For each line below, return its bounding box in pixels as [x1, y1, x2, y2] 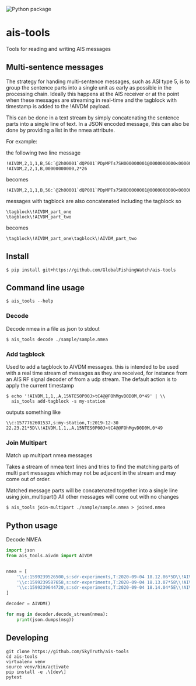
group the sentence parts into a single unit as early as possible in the [6, 84, 172, 91]
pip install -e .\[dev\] [6, 669, 66, 675]
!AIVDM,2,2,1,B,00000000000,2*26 [6, 166, 87, 171]
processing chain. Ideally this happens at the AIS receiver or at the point [6, 90, 180, 97]
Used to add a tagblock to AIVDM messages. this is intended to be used [6, 363, 179, 370]
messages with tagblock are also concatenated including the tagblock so [6, 197, 182, 204]
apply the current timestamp [6, 382, 75, 389]
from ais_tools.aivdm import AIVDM [6, 553, 93, 558]
